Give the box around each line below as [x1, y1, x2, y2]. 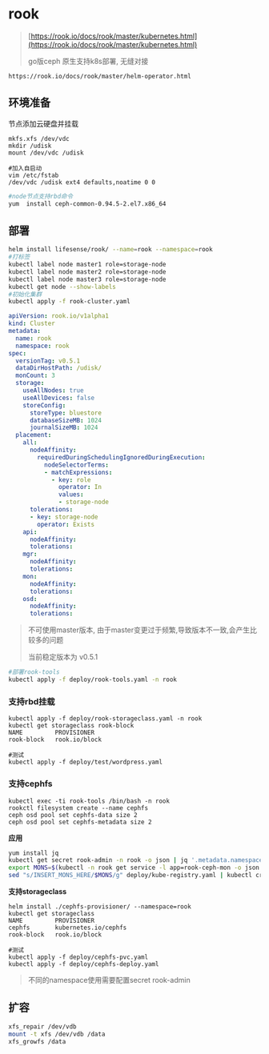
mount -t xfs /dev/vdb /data [8, 1030, 106, 1038]
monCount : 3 [15, 371, 56, 380]
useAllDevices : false [22, 394, 94, 402]
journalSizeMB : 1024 [29, 423, 98, 432]
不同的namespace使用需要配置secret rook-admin [27, 976, 191, 985]
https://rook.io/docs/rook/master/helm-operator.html [8, 72, 192, 80]
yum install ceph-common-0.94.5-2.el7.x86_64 [8, 199, 167, 208]
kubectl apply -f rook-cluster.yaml [8, 298, 130, 306]
